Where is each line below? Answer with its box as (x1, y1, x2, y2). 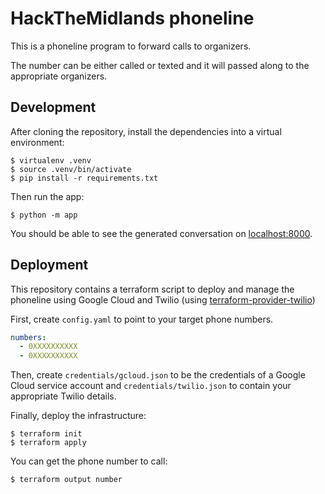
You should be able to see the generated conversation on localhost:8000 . (10, 227, 313, 239)
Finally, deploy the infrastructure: (10, 410, 147, 422)
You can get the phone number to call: (10, 455, 168, 467)
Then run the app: (10, 190, 85, 202)
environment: (10, 136, 65, 148)
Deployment (10, 257, 89, 274)
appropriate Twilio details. (10, 390, 117, 402)
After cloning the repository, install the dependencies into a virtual (10, 125, 282, 137)
